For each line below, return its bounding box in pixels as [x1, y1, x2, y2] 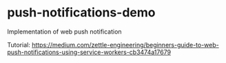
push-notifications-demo [7, 5, 156, 21]
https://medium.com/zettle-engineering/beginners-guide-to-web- [32, 40, 219, 49]
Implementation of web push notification [7, 27, 122, 36]
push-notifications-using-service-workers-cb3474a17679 [7, 48, 171, 56]
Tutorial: [7, 40, 31, 49]
